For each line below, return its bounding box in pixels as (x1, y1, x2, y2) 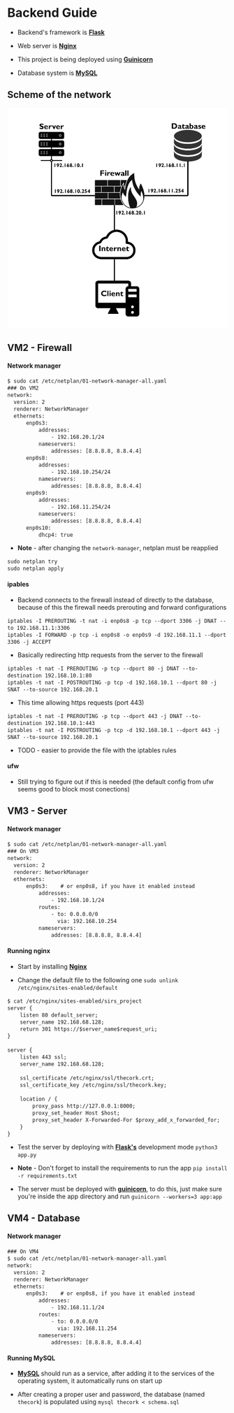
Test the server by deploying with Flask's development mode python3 (17, 1142, 218, 1151)
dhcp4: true (38, 531, 73, 539)
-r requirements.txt (17, 1172, 78, 1179)
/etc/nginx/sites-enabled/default (17, 984, 118, 991)
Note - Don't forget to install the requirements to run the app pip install (17, 1163, 228, 1172)
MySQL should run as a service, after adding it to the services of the (17, 1369, 215, 1378)
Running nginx (7, 946, 51, 955)
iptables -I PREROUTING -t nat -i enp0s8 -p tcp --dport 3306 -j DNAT (7, 617, 217, 624)
